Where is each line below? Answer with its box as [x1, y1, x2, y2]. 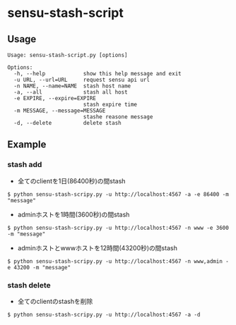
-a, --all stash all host [13, 89, 129, 96]
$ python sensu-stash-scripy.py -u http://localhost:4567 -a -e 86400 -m [7, 190, 230, 198]
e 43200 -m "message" [7, 264, 71, 271]
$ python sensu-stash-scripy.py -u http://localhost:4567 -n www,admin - [7, 257, 230, 265]
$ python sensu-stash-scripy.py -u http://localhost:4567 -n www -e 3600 [7, 224, 230, 231]
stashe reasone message [83, 114, 153, 121]
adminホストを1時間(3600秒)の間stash [17, 210, 130, 219]
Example [7, 139, 47, 151]
